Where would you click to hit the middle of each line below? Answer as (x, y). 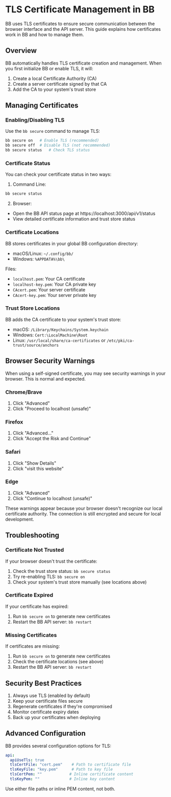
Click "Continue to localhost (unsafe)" (53, 498)
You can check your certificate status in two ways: (58, 174)
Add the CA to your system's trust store (54, 89)
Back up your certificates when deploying (56, 717)
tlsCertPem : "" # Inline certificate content (72, 774)
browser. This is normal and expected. (45, 378)
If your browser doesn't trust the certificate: (51, 561)
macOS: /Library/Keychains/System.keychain (60, 329)
